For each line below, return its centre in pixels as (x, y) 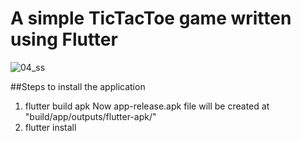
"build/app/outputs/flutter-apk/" (90, 116)
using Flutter (64, 39)
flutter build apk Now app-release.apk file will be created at (147, 106)
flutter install (50, 127)
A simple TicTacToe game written (151, 18)
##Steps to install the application (78, 86)
